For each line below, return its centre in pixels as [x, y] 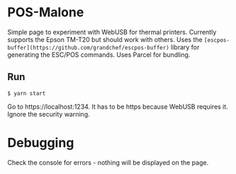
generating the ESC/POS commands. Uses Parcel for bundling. [99, 55]
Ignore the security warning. [49, 114]
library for [185, 47]
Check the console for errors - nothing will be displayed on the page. [108, 162]
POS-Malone [46, 12]
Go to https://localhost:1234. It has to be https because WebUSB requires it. [118, 107]
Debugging [41, 142]
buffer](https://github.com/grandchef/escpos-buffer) [89, 48]
